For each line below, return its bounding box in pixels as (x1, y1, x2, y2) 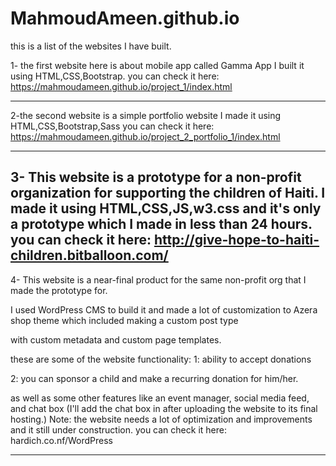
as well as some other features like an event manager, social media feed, (10, 392, 310, 404)
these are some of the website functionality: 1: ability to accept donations (10, 353, 312, 365)
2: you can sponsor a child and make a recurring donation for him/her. (10, 372, 299, 384)
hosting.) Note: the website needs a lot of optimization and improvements (10, 413, 313, 425)
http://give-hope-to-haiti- (153, 232, 320, 249)
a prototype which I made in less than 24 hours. (10, 216, 313, 233)
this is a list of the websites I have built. (10, 40, 172, 52)
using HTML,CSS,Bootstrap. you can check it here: (10, 70, 220, 82)
